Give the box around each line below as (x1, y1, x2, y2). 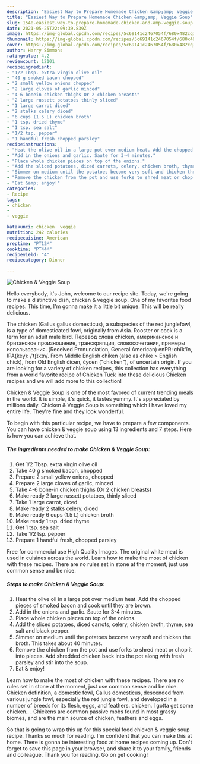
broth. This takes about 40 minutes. (15, 640, 103, 647)
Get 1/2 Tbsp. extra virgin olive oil (15, 461, 97, 468)
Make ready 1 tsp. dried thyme (15, 518, 90, 525)
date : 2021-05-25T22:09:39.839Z (7, 25, 87, 32)
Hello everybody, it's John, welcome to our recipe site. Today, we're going (7, 290, 189, 297)
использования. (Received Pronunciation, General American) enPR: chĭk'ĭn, (7, 346, 192, 353)
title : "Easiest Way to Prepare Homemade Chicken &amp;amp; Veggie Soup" (7, 14, 193, 20)
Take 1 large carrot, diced (15, 499, 78, 506)
